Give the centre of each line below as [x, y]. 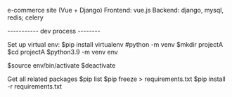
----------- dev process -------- [54, 31]
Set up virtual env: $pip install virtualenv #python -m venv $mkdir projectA [115, 44]
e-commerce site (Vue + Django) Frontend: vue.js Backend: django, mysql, [115, 10]
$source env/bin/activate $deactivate [62, 65]
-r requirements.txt [34, 86]
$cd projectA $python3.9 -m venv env [63, 52]
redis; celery [25, 17]
